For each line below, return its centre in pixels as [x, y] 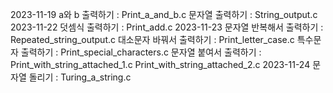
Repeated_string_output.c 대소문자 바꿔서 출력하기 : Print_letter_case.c [152, 39]
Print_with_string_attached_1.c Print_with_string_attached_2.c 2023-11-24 [160, 64]
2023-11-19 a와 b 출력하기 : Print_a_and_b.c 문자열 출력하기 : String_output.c [164, 14]
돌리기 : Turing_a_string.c [80, 77]
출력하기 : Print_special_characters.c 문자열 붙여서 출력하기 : [141, 52]
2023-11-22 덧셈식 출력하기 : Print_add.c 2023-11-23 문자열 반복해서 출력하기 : [167, 27]
